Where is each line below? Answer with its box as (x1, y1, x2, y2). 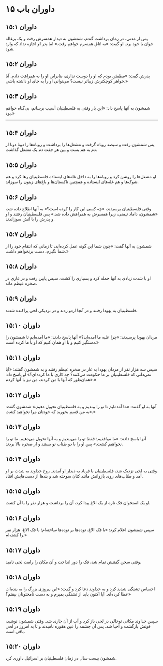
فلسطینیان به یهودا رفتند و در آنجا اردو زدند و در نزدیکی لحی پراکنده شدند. (5, 307, 138, 313)
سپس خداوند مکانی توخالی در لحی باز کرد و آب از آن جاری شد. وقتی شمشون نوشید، (5, 618, 158, 624)
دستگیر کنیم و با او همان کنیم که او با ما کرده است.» (5, 339, 99, 345)
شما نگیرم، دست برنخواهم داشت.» (5, 248, 69, 254)
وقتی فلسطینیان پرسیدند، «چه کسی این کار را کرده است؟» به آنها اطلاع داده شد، (5, 206, 151, 212)
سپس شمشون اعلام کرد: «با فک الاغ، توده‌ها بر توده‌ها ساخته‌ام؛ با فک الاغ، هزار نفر (5, 527, 154, 533)
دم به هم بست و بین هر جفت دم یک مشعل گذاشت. (5, 147, 97, 152)
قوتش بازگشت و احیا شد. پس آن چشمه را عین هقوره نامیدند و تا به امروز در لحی (5, 623, 151, 629)
